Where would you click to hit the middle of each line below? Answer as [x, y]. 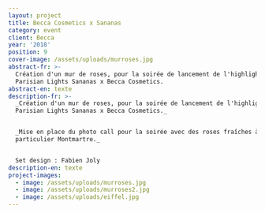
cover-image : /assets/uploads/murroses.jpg [81, 60]
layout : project [35, 15]
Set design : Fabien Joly [58, 160]
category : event [35, 30]
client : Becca [32, 37]
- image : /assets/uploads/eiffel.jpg [77, 197]
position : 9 [28, 52]
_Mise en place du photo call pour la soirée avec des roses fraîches [134, 132]
